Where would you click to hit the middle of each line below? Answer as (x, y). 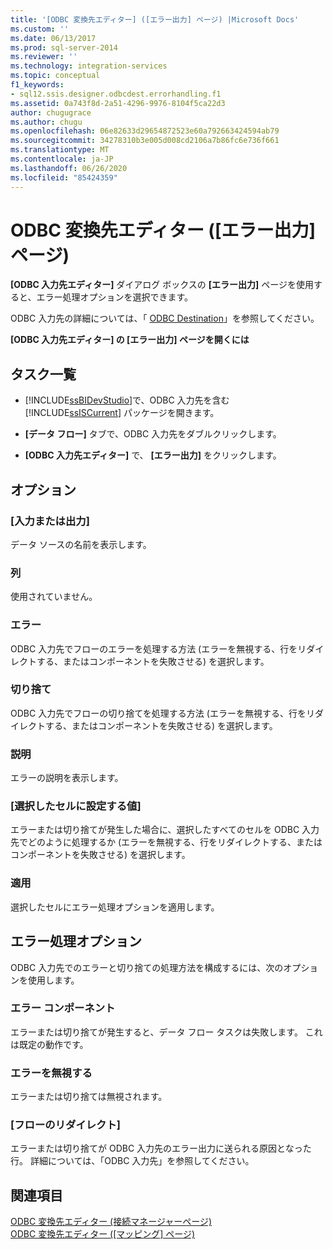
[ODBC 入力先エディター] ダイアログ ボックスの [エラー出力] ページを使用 (162, 285)
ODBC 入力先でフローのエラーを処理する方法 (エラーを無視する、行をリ (158, 648)
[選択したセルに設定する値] (76, 806)
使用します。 (53, 980)
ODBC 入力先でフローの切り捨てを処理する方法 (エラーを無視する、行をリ (162, 713)
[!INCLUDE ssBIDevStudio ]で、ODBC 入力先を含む (127, 400)
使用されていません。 (54, 597)
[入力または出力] (50, 521)
